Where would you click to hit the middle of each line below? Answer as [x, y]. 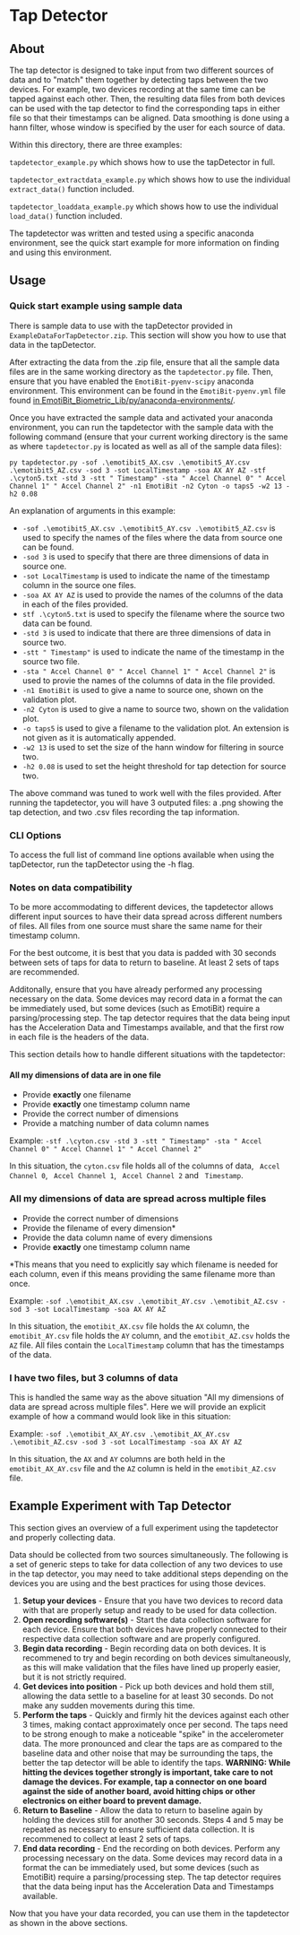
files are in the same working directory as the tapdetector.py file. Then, [141, 371]
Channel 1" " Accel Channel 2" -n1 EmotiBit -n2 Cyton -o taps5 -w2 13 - [150, 486]
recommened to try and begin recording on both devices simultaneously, [156, 1657]
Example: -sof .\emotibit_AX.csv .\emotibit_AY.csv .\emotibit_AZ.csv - [148, 1300]
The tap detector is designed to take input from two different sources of [142, 70]
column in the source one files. [79, 585]
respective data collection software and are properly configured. [141, 1638]
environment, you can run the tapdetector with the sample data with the [141, 427]
